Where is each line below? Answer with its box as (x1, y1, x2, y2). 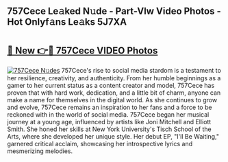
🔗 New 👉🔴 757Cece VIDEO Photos (7, 45, 158, 56)
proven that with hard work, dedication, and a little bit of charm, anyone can (7, 89, 221, 97)
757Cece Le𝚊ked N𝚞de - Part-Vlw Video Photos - (7, 5, 221, 17)
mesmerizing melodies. (7, 147, 73, 155)
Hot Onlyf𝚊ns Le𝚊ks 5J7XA (7, 16, 127, 28)
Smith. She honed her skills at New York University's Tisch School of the (7, 125, 212, 133)
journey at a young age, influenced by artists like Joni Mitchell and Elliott (7, 118, 212, 126)
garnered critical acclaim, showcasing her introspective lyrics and (7, 140, 193, 148)
